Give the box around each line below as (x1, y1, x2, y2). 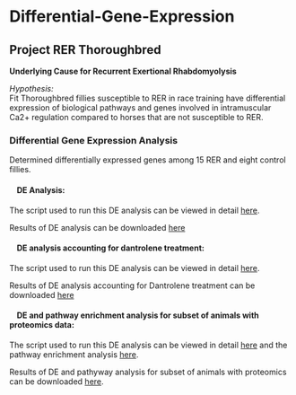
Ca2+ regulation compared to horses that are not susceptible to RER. (9, 112, 264, 122)
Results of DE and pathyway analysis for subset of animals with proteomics (9, 366, 287, 377)
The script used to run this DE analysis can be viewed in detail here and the (9, 339, 288, 350)
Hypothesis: (9, 83, 54, 93)
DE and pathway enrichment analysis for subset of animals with (16, 310, 260, 320)
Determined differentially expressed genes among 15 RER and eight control (9, 154, 286, 165)
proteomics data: (9, 320, 74, 330)
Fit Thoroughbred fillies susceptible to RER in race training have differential (9, 92, 286, 103)
